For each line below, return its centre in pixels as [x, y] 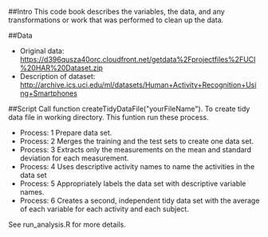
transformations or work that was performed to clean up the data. [116, 20]
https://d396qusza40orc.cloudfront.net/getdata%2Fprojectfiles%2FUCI [138, 59]
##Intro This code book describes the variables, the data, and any [116, 12]
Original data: [42, 51]
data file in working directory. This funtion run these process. [108, 117]
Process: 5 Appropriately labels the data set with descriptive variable [133, 184]
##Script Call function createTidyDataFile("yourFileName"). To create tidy [129, 109]
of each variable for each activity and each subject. [104, 209]
